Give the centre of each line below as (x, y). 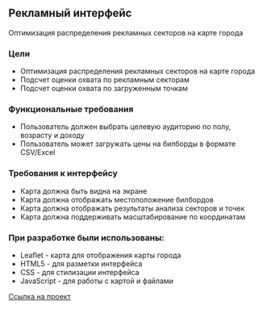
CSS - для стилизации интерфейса (79, 272)
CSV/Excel (38, 152)
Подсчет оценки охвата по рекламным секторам (104, 80)
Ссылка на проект (40, 296)
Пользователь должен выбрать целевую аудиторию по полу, (125, 127)
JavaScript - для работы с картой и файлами (96, 281)
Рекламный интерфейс (70, 13)
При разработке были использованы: (87, 237)
